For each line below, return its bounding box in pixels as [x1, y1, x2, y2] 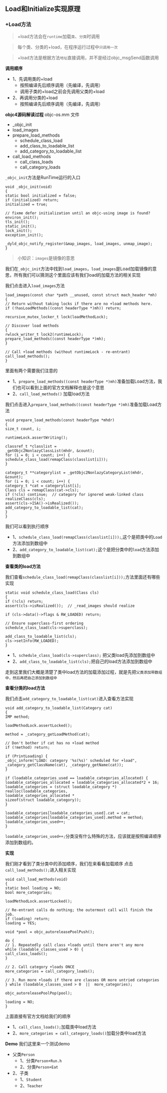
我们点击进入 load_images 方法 [5, 282, 65, 289]
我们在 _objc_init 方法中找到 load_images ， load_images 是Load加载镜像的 [5, 266, 153, 272]
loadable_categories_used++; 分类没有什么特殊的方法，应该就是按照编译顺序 [5, 833, 162, 839]
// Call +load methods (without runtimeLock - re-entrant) [5, 349, 131, 354]
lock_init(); [5, 228, 32, 233]
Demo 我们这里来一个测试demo [5, 1040, 70, 1046]
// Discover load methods [5, 323, 59, 328]
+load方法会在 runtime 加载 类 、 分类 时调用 [17, 33, 100, 39]
